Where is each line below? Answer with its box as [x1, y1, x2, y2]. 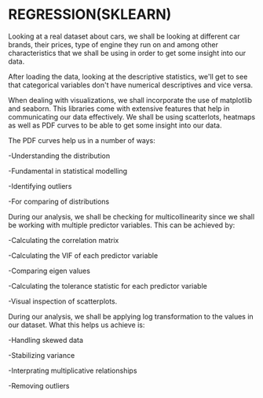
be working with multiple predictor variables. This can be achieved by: [8, 220, 236, 230]
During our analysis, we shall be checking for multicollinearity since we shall [8, 212, 255, 221]
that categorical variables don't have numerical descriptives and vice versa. [8, 80, 254, 90]
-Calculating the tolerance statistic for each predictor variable [8, 281, 208, 290]
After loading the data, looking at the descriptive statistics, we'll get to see [8, 72, 248, 81]
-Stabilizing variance [8, 350, 75, 359]
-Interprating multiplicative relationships [8, 366, 137, 375]
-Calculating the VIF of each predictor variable [8, 250, 159, 260]
